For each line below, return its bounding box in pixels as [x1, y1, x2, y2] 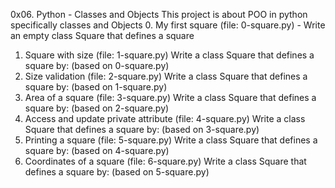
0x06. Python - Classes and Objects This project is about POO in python [10, 9, 308, 20]
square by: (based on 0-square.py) [24, 60, 170, 71]
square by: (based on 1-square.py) [24, 81, 168, 93]
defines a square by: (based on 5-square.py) [24, 166, 210, 178]
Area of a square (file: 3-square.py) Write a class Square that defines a [24, 92, 317, 103]
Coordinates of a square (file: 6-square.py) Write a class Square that [24, 155, 307, 167]
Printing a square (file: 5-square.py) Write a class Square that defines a [24, 134, 318, 146]
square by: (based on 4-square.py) [24, 145, 170, 156]
